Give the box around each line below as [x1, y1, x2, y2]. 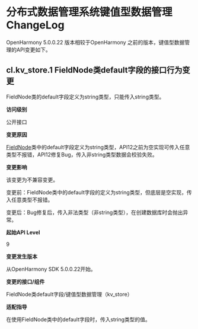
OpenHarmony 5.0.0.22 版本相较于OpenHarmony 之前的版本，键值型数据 [6, 39, 185, 46]
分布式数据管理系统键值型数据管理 [6, 5, 173, 19]
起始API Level [6, 229, 40, 236]
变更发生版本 [6, 253, 37, 260]
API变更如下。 [16, 46, 52, 53]
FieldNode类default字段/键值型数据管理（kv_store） [6, 290, 133, 298]
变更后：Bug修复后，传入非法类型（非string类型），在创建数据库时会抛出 [6, 209, 183, 216]
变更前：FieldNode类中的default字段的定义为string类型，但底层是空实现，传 [6, 189, 193, 196]
